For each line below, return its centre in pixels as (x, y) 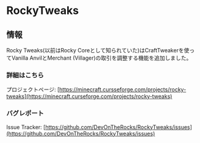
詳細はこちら (25, 75)
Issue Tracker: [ (26, 127)
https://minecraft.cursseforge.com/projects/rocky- (123, 89)
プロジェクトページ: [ (33, 89)
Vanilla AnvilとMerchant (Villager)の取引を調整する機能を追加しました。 (102, 58)
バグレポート (25, 113)
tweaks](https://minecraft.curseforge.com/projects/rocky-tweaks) (89, 96)
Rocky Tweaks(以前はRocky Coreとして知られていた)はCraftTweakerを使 (98, 50)
